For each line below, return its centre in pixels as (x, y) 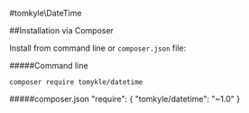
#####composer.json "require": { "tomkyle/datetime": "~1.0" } (125, 99)
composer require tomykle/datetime (76, 82)
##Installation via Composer (62, 30)
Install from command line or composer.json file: (98, 48)
